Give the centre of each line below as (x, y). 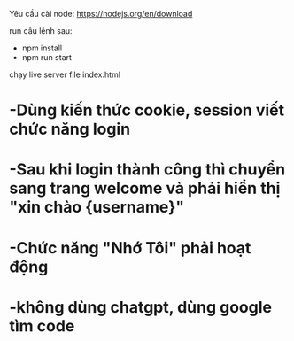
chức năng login (70, 129)
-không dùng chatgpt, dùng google (141, 307)
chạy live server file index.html (65, 74)
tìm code (42, 325)
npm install (42, 48)
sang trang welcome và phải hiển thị (145, 188)
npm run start (47, 57)
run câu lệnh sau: (41, 31)
